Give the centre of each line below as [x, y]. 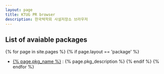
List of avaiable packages [46, 40]
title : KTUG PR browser [30, 15]
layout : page [19, 10]
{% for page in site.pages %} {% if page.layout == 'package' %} [72, 52]
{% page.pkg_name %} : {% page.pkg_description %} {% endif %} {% [86, 61]
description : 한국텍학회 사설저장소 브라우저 [47, 19]
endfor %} [23, 67]
